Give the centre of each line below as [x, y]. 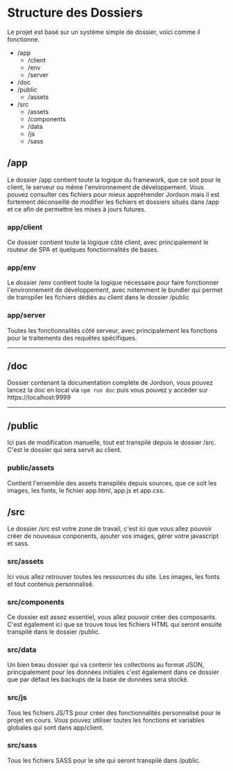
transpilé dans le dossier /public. [54, 632]
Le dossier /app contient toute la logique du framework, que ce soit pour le [114, 180]
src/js [17, 698]
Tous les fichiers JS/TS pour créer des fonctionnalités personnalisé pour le [114, 713]
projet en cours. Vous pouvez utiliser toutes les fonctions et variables [106, 720]
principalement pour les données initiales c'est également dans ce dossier [113, 672]
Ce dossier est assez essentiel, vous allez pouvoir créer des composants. [112, 617]
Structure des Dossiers [75, 13]
